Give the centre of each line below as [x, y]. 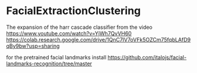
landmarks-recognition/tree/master [49, 64]
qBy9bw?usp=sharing [33, 46]
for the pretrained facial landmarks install [56, 57]
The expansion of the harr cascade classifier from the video [80, 27]
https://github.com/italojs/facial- [147, 57]
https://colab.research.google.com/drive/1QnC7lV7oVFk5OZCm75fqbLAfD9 [99, 39]
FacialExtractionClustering [74, 11]
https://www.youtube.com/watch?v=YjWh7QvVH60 [69, 33]
